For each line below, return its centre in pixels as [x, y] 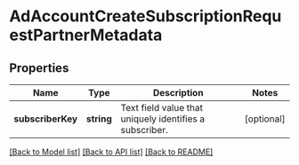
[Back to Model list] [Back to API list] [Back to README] [111, 152]
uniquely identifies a [163, 119]
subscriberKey [46, 119]
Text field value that [162, 108]
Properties [39, 68]
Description [178, 93]
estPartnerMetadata [86, 35]
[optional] [265, 119]
